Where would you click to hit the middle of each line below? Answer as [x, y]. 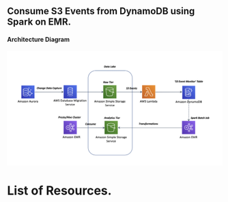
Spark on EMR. [39, 22]
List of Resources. [59, 191]
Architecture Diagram [39, 39]
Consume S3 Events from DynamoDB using [101, 11]
